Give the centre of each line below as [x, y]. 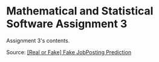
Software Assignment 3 [67, 24]
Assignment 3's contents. [38, 40]
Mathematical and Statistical [80, 11]
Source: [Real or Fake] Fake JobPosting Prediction [69, 52]
